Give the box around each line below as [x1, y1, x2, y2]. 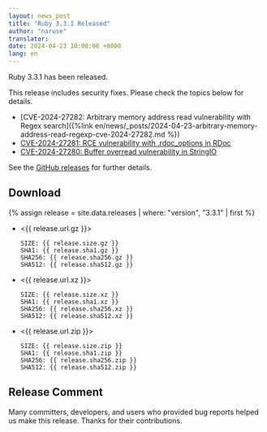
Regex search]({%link [19, 121, 93, 130]
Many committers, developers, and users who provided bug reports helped [8, 407, 260, 417]
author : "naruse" [8, 27, 67, 35]
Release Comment [8, 386, 103, 399]
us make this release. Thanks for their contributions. [8, 416, 183, 425]
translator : [8, 34, 49, 43]
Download [8, 186, 61, 200]
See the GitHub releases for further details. [8, 163, 153, 172]
